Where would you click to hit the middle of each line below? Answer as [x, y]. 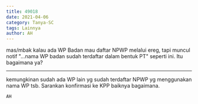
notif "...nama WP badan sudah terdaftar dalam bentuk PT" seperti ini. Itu [95, 56]
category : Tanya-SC [30, 22]
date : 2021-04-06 [27, 17]
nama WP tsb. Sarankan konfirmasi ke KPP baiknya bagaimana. [83, 86]
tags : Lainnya [24, 28]
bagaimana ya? [24, 63]
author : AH [19, 33]
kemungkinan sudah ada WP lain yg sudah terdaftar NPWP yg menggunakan [99, 79]
